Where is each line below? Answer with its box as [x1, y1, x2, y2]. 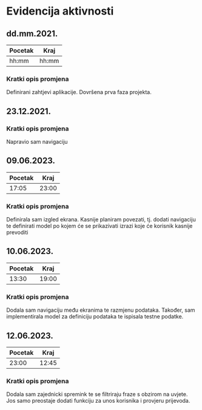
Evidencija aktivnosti [6, 4, 114, 18]
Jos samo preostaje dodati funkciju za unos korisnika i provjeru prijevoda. [6, 397, 190, 405]
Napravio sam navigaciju [6, 138, 68, 145]
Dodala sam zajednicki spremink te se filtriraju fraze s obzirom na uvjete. [6, 391, 188, 398]
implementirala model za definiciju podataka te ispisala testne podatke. [6, 313, 184, 320]
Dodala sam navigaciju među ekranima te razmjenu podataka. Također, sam [6, 306, 195, 314]
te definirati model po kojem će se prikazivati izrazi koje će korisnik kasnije [6, 223, 193, 230]
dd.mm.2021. [6, 29, 58, 39]
